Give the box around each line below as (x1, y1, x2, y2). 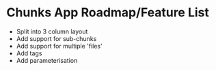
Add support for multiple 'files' (16, 42, 103, 50)
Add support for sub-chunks (16, 34, 97, 42)
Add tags (16, 49, 42, 57)
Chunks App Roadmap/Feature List (6, 5, 210, 20)
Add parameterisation (16, 56, 78, 64)
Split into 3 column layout (16, 27, 88, 35)
